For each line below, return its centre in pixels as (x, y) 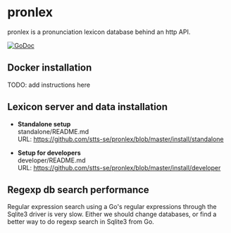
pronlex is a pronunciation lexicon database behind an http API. (99, 32)
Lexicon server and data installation (87, 107)
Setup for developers (49, 153)
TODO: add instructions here (49, 85)
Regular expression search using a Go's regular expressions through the (112, 207)
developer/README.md (51, 160)
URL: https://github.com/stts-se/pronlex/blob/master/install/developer (119, 167)
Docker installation (50, 68)
